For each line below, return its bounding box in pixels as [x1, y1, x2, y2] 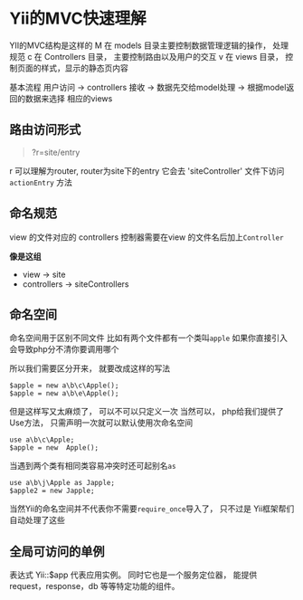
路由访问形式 [9, 122, 81, 138]
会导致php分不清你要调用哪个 [9, 344, 119, 355]
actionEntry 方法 [9, 176, 72, 187]
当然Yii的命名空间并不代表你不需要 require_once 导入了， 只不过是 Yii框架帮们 [9, 503, 295, 514]
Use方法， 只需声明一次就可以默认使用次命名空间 [9, 417, 193, 428]
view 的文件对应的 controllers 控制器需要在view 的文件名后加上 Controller [9, 232, 284, 243]
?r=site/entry [31, 147, 80, 157]
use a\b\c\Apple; [9, 435, 75, 444]
